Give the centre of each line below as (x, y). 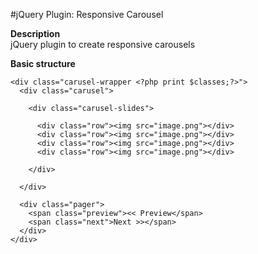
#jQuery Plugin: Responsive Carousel (87, 14)
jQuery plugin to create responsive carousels (103, 44)
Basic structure (43, 63)
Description (35, 33)
